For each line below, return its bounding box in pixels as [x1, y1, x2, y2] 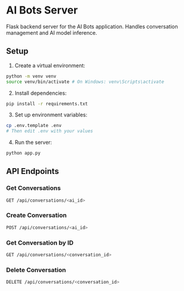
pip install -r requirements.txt [6, 101, 88, 106]
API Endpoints [6, 166, 59, 176]
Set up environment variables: [14, 111, 88, 118]
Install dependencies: [14, 89, 67, 96]
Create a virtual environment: [14, 62, 85, 69]
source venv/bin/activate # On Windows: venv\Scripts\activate [6, 79, 165, 85]
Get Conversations [6, 184, 61, 192]
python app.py [6, 150, 41, 156]
